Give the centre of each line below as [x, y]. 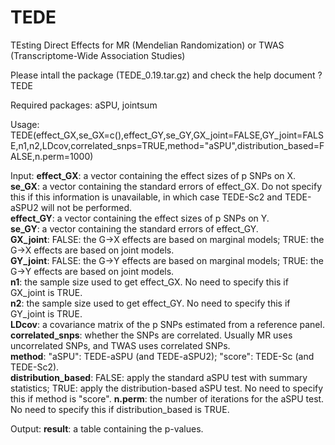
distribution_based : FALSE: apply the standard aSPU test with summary [159, 377]
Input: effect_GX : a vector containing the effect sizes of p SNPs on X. [153, 175]
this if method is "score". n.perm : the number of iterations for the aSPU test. [167, 398]
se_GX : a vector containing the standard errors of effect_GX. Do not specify [166, 186]
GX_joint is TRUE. [46, 292]
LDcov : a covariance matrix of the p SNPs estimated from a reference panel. [167, 324]
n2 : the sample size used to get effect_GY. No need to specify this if [150, 303]
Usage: [25, 124]
